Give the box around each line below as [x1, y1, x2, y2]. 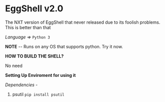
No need [5, 63, 23, 68]
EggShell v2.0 [5, 3, 64, 14]
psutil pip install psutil [12, 91, 65, 97]
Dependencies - [5, 82, 38, 88]
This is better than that [5, 24, 51, 30]
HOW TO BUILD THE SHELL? [5, 53, 64, 59]
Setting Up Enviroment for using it [5, 72, 76, 78]
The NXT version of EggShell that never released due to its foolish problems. [5, 19, 161, 25]
